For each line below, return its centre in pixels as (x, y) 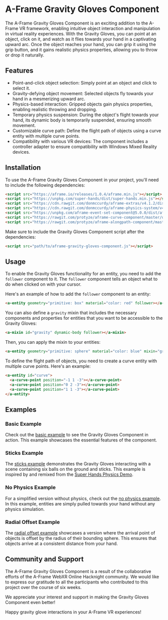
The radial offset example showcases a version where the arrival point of (80, 533)
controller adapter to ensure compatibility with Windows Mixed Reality (85, 147)
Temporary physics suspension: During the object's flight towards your (85, 115)
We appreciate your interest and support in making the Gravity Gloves (77, 597)
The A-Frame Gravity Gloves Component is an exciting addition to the (77, 23)
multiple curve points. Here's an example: (48, 366)
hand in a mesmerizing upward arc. (49, 99)
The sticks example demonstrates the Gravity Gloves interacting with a (78, 464)
